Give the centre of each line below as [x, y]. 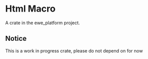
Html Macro [30, 9]
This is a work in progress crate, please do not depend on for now [74, 50]
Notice [16, 39]
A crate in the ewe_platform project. [43, 23]
